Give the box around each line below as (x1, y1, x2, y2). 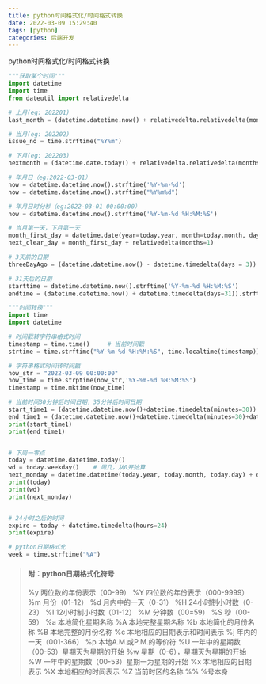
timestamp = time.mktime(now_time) (8, 384, 126, 392)
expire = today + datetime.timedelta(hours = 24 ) (8, 522, 169, 530)
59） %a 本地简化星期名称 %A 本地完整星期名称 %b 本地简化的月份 (27, 617, 248, 627)
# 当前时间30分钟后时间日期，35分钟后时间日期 (8, 398, 142, 406)
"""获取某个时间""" (8, 72, 66, 80)
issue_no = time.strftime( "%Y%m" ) (8, 138, 123, 146)
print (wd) (8, 485, 41, 493)
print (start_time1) (8, 420, 73, 428)
